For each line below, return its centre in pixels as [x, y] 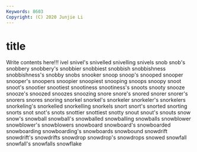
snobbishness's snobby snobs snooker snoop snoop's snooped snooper [95, 75]
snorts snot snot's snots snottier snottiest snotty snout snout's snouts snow [98, 113]
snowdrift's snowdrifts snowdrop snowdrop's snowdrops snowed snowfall [96, 138]
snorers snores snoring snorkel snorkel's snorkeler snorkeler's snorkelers [96, 100]
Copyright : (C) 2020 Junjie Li [45, 17]
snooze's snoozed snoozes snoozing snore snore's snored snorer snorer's [97, 94]
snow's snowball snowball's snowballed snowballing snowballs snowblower [98, 119]
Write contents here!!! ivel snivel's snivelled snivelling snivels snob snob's [96, 62]
